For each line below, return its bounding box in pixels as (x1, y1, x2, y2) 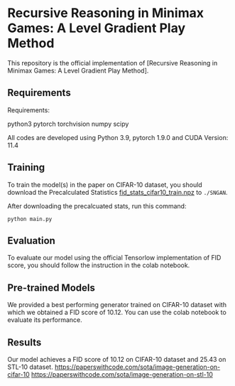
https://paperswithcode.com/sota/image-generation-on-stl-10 (31, 370, 213, 378)
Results (7, 336, 42, 348)
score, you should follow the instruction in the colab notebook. (7, 261, 190, 269)
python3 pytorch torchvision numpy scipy (7, 119, 129, 128)
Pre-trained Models (7, 282, 96, 294)
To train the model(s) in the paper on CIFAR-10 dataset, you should (7, 180, 202, 189)
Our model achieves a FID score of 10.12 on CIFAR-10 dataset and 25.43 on (7, 355, 226, 363)
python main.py (7, 215, 53, 223)
